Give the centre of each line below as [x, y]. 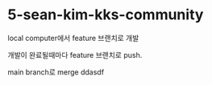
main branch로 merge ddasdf [56, 72]
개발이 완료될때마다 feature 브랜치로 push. [75, 55]
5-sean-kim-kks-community [106, 15]
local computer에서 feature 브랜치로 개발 [73, 38]
